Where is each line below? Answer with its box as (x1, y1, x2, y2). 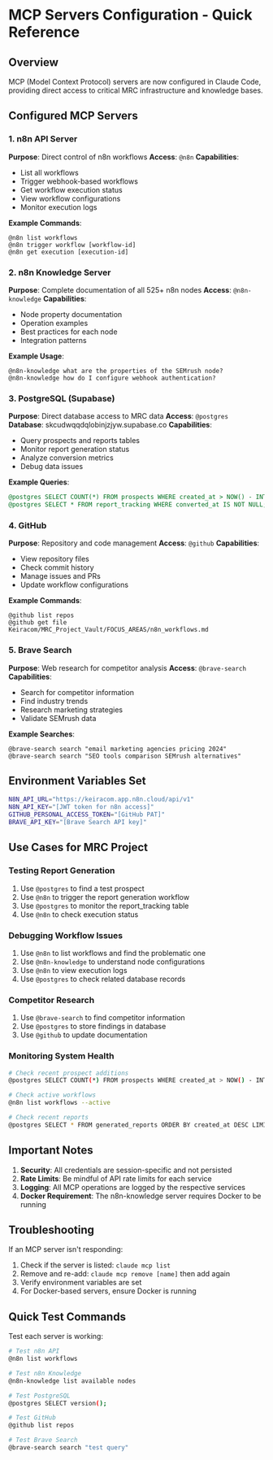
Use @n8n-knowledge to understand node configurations (19, 957, 206, 967)
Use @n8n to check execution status (19, 909, 139, 919)
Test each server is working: (8, 1332, 104, 1341)
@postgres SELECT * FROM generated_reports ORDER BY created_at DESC (8, 1120, 249, 1129)
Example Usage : (8, 351, 65, 361)
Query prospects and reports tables (19, 436, 141, 445)
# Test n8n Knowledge (8, 1369, 82, 1377)
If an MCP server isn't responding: (8, 1245, 123, 1254)
